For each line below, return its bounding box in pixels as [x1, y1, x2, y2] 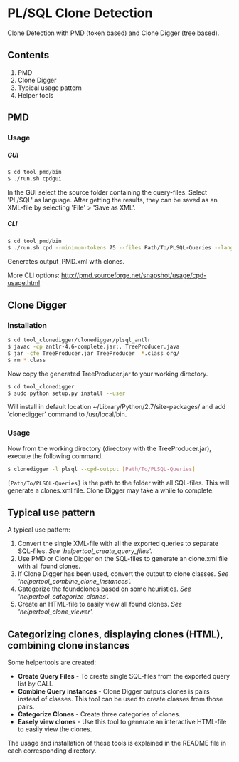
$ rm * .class [7, 356, 46, 364]
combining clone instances [7, 639, 130, 652]
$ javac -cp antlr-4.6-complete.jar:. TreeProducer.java [7, 344, 180, 351]
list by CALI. [17, 679, 53, 689]
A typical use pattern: [7, 525, 70, 534]
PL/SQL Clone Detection [7, 5, 153, 21]
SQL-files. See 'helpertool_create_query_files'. [17, 547, 153, 555]
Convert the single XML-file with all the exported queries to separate [17, 540, 219, 548]
